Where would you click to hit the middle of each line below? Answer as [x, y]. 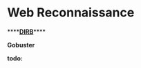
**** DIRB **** [27, 32]
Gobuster [21, 45]
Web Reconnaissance [71, 13]
